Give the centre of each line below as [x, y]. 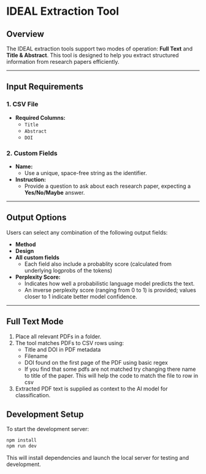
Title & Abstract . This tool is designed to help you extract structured [93, 55]
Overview [25, 34]
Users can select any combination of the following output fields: [87, 232]
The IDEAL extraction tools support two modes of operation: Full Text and [100, 49]
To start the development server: [48, 429]
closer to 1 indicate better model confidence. [81, 297]
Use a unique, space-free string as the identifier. [86, 173]
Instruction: [30, 179]
